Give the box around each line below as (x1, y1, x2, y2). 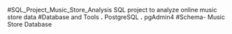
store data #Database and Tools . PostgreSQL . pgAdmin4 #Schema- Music (7, 13, 226, 21)
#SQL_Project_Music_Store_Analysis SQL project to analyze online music (7, 6, 217, 14)
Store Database (7, 20, 52, 28)
